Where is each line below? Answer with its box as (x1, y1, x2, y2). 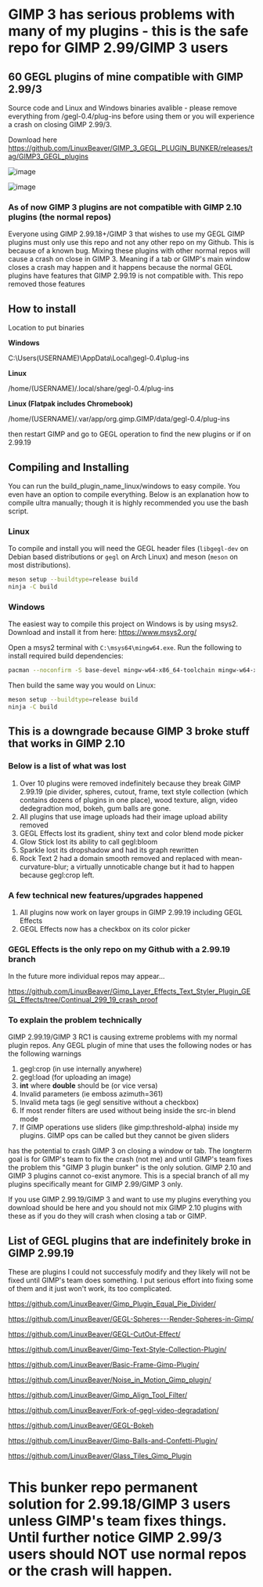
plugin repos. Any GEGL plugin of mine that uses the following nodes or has (8, 1041, 252, 1050)
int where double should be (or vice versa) (19, 1081, 158, 1090)
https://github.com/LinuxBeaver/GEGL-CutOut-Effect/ (8, 1330, 182, 1339)
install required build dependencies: (8, 651, 124, 661)
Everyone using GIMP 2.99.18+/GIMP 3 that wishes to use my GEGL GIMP (8, 229, 245, 239)
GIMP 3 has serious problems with (8, 5, 236, 24)
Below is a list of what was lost (8, 761, 127, 772)
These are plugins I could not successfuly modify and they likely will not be (8, 1268, 250, 1277)
